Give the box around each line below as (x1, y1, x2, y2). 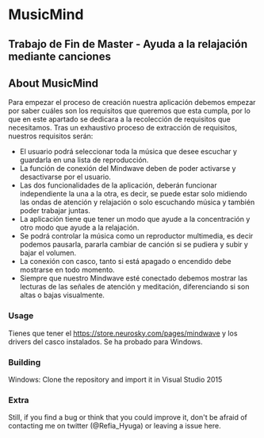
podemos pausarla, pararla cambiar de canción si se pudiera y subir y (19, 240, 248, 250)
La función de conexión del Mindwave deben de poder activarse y (19, 164, 236, 173)
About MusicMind (8, 76, 99, 90)
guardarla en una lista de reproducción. (19, 155, 149, 165)
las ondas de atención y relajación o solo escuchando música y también (19, 197, 255, 207)
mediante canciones (8, 49, 111, 63)
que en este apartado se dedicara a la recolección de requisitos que (8, 114, 231, 124)
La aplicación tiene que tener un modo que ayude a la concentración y (19, 215, 251, 224)
